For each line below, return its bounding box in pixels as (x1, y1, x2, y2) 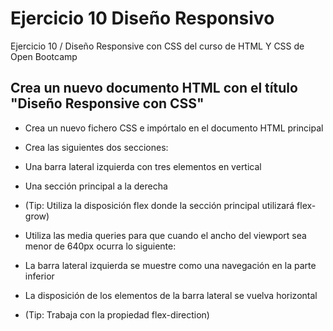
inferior (24, 270, 55, 282)
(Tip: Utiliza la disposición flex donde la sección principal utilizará (24, 199, 295, 211)
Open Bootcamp (10, 50, 78, 62)
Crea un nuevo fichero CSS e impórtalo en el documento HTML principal (24, 122, 324, 134)
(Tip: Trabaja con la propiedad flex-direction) (24, 308, 210, 321)
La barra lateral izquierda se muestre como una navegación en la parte (24, 259, 317, 271)
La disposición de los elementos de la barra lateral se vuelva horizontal (24, 289, 318, 301)
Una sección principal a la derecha (24, 180, 168, 192)
